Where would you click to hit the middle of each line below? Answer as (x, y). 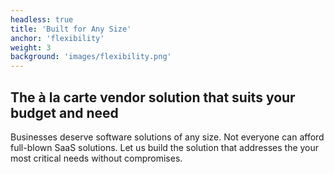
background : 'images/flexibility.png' (91, 57)
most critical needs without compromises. (96, 158)
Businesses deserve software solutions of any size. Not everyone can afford (167, 137)
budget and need (64, 112)
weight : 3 (31, 47)
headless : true (42, 19)
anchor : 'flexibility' (57, 38)
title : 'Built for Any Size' (71, 29)
